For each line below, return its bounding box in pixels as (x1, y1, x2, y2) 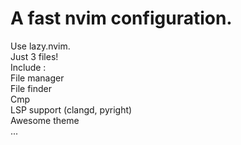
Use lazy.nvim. (10, 40, 71, 52)
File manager (10, 72, 65, 84)
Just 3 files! (10, 50, 59, 62)
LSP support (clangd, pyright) (10, 103, 133, 116)
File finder (10, 82, 52, 94)
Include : (10, 61, 47, 73)
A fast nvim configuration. (10, 7, 233, 30)
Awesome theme (10, 114, 80, 126)
